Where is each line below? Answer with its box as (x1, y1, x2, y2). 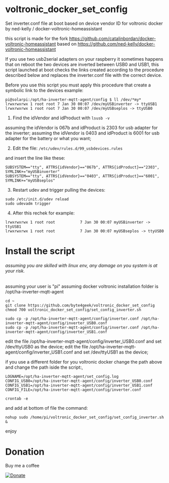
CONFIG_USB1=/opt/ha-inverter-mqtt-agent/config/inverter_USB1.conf (5, 383, 153, 388)
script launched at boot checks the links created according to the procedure (5, 67, 164, 73)
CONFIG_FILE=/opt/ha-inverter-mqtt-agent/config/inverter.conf (5, 387, 142, 392)
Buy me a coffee (5, 463, 39, 469)
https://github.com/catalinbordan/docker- (69, 35, 156, 41)
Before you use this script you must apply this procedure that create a (5, 82, 151, 88)
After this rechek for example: (12, 210, 75, 216)
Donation (5, 446, 45, 457)
